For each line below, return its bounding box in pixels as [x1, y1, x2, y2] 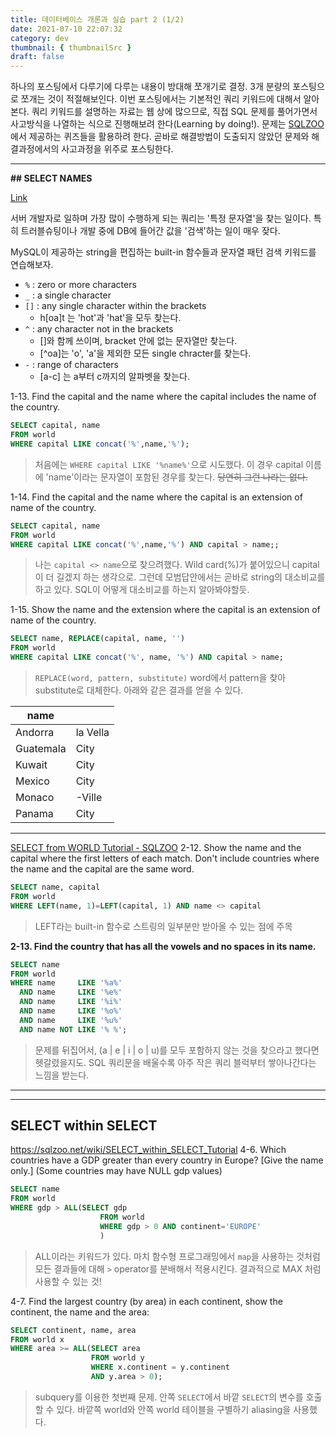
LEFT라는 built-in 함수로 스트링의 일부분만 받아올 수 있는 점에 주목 [34, 920, 293, 932]
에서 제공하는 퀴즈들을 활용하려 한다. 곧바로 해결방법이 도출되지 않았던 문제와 [10, 131, 310, 143]
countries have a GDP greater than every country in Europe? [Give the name [10, 1154, 324, 1166]
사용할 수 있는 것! [34, 1275, 102, 1287]
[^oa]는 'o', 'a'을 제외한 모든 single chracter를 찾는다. [39, 347, 252, 360]
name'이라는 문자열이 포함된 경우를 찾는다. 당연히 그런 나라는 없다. [48, 471, 308, 483]
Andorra [15, 726, 55, 739]
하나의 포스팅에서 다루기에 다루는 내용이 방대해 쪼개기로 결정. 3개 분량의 [10, 81, 291, 93]
